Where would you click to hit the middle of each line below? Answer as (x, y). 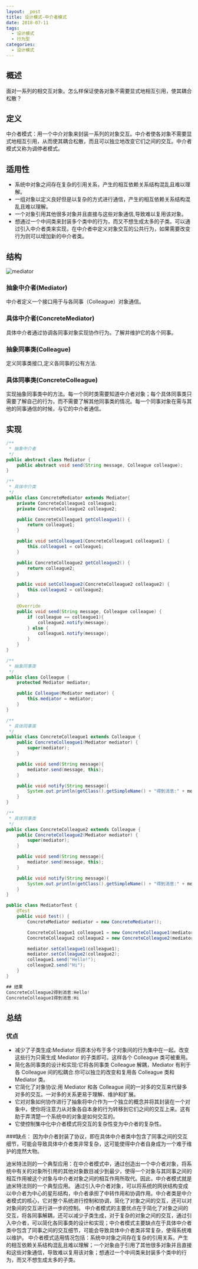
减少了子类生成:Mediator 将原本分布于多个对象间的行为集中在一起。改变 (102, 1050)
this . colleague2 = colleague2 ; (66, 590)
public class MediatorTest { (42, 905)
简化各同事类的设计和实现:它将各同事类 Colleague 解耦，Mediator (94, 1065)
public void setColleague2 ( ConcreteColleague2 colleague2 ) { (93, 585)
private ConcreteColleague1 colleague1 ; (67, 503)
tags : (13, 28)
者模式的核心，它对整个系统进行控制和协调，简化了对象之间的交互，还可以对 (99, 1201)
